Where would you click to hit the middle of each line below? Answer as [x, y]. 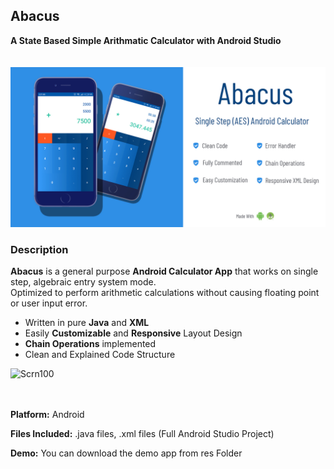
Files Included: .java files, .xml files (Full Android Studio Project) [142, 434]
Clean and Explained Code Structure [100, 355]
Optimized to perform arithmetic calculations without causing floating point [165, 293]
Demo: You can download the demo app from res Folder [126, 453]
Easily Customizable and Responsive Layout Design [133, 333]
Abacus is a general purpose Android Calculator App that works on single [164, 271]
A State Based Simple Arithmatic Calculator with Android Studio [146, 40]
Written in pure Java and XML [87, 323]
